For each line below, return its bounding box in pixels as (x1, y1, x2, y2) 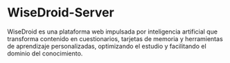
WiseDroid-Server (7, 5, 114, 21)
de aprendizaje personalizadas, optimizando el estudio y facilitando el (7, 42, 206, 50)
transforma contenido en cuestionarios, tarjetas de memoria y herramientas (7, 34, 223, 42)
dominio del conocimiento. (7, 49, 83, 58)
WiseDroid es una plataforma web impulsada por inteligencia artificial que (7, 27, 218, 36)
